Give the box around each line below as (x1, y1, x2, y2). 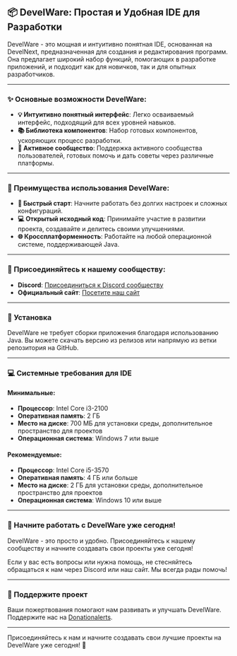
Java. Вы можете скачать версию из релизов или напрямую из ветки (7, 336, 217, 344)
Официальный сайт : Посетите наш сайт (17, 288, 140, 296)
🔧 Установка (7, 312, 52, 322)
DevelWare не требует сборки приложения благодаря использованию (7, 329, 219, 336)
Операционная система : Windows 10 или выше (17, 496, 162, 505)
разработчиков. (7, 70, 55, 78)
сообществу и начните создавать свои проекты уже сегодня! (7, 544, 193, 552)
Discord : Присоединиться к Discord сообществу (17, 281, 164, 289)
